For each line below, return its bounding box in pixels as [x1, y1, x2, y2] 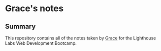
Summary [5, 22, 36, 31]
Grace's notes [5, 3, 64, 14]
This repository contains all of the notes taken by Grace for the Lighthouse [5, 35, 156, 41]
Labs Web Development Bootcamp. [5, 40, 77, 46]
